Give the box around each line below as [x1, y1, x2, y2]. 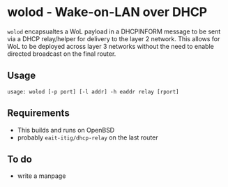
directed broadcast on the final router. [7, 50, 116, 58]
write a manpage [17, 172, 66, 180]
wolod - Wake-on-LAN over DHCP [7, 4, 208, 20]
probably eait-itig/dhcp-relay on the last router [17, 133, 158, 142]
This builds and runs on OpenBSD [17, 126, 115, 134]
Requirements [7, 107, 70, 119]
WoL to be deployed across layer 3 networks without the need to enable [7, 42, 214, 50]
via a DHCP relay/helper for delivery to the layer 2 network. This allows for [7, 34, 220, 43]
